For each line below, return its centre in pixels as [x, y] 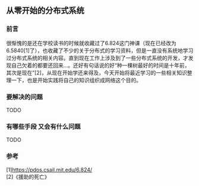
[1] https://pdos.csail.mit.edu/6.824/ [49, 169]
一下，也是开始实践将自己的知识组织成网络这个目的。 [76, 80]
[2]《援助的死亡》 [28, 177]
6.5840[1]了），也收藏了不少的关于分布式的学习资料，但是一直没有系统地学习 [100, 50]
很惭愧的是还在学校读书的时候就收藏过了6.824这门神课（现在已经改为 [91, 43]
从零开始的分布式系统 [45, 11]
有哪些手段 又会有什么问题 [44, 126]
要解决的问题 [25, 97]
